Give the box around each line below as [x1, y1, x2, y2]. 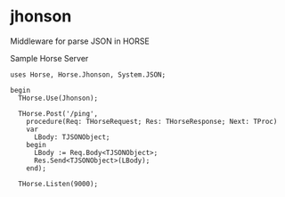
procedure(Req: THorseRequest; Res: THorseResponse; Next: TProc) [26, 117, 278, 126]
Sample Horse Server [10, 53, 89, 63]
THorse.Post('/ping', [18, 109, 99, 118]
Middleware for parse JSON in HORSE [10, 36, 150, 46]
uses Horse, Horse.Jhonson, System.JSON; [10, 70, 167, 79]
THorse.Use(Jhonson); [18, 94, 99, 103]
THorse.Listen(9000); [18, 179, 99, 188]
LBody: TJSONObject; [33, 132, 110, 142]
